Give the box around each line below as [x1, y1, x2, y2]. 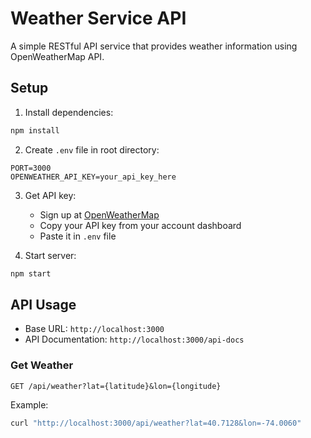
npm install [10, 125, 60, 136]
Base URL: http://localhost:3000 [24, 323, 165, 335]
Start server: [24, 249, 77, 261]
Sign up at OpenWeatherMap [39, 208, 160, 221]
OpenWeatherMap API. [10, 50, 105, 62]
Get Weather [10, 358, 74, 372]
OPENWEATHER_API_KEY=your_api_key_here [10, 172, 177, 182]
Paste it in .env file [39, 230, 117, 242]
